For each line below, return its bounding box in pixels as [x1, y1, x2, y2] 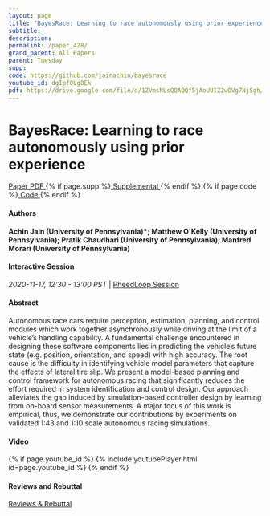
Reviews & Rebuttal [8, 499, 72, 509]
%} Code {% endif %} [8, 190, 81, 200]
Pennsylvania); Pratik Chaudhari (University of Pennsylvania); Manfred [8, 234, 252, 245]
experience [8, 155, 86, 173]
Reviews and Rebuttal [8, 481, 83, 490]
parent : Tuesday [8, 57, 63, 65]
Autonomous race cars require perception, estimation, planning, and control [8, 315, 260, 325]
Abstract [8, 298, 39, 307]
